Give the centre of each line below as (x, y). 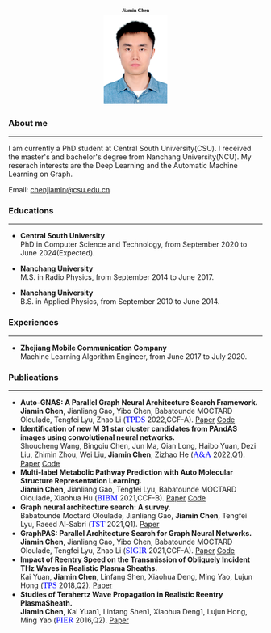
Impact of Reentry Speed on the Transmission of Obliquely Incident (135, 559)
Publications (33, 377)
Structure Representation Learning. (81, 480)
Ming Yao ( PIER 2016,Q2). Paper (74, 620)
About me (28, 123)
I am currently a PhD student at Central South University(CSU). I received (130, 149)
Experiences (33, 323)
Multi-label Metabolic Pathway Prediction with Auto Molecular (127, 472)
